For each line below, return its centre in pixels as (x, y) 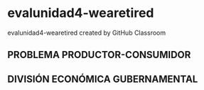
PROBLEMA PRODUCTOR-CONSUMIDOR (99, 55)
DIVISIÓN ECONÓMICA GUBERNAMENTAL (103, 79)
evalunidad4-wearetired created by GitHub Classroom (86, 33)
